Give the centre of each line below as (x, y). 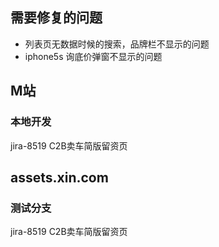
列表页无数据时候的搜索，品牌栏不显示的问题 (117, 44)
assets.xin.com (59, 177)
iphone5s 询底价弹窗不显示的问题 (93, 56)
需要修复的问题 (56, 18)
